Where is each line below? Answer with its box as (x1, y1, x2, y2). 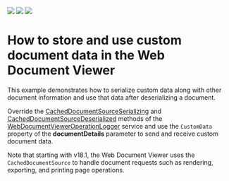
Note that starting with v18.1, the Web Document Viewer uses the (7, 151, 195, 159)
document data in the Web (7, 47, 166, 64)
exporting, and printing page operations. (7, 165, 125, 174)
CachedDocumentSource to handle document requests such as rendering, (7, 158, 213, 166)
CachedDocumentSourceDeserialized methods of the (7, 114, 163, 123)
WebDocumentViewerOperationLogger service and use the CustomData (7, 122, 213, 130)
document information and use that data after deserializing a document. (7, 93, 216, 102)
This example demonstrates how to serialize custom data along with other (7, 86, 222, 94)
